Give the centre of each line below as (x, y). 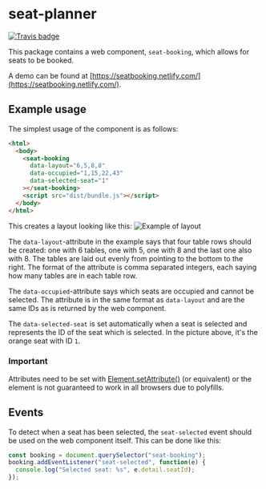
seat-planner (53, 14)
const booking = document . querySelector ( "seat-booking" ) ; (107, 455)
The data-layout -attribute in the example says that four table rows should (130, 241)
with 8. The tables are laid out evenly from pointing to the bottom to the (126, 258)
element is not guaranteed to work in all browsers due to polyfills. (116, 387)
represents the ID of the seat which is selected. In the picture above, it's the (133, 332)
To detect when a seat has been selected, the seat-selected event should (130, 432)
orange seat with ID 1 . (44, 341)
